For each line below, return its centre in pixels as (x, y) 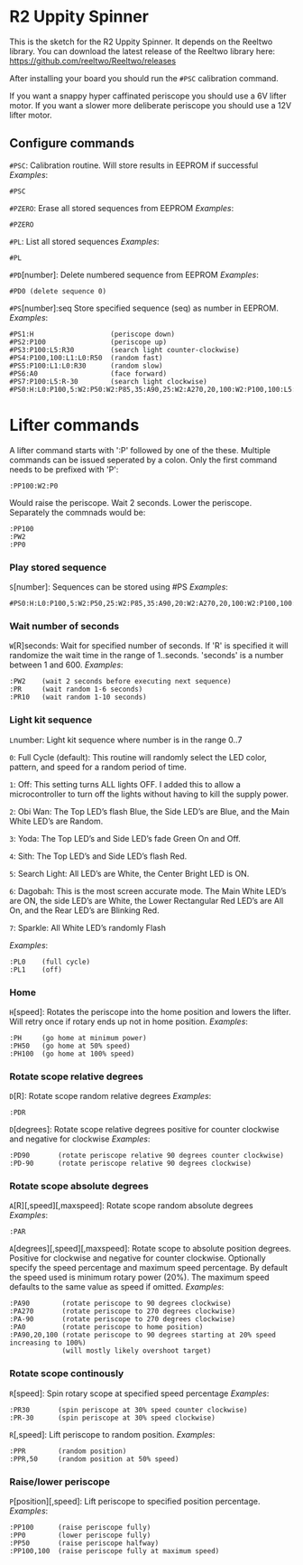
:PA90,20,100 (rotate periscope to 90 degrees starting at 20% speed (143, 1335)
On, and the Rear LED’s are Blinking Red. (84, 910)
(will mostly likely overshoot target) (137, 1351)
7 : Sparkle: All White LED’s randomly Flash (88, 927)
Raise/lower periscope (60, 1481)
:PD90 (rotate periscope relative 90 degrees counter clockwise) (147, 1156)
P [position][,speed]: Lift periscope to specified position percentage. (135, 1502)
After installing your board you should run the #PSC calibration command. (144, 78)
